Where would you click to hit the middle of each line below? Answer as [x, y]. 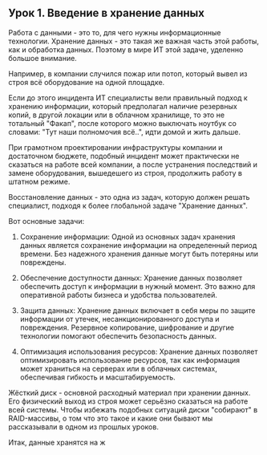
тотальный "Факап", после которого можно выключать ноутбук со [122, 123]
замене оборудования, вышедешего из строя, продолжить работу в [125, 173]
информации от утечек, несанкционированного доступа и [119, 319]
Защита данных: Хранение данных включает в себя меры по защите [138, 310]
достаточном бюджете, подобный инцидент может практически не [124, 156]
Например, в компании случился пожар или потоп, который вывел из [128, 73]
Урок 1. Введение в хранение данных [106, 13]
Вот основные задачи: [47, 221]
